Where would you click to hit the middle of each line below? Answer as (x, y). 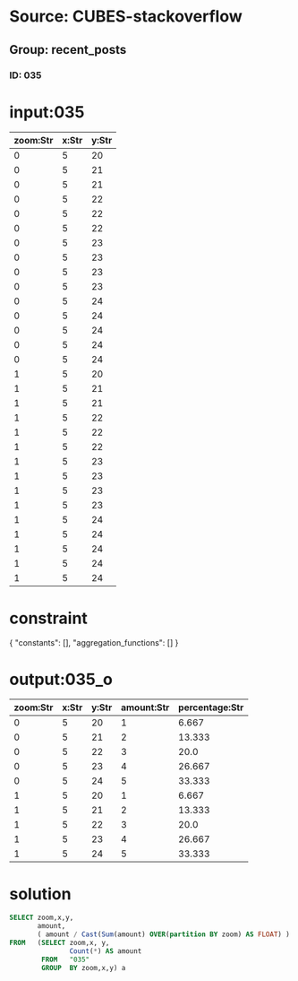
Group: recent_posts (68, 50)
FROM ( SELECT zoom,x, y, (60, 942)
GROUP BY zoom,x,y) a (84, 968)
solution (40, 894)
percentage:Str (211, 708)
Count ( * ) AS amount (106, 951)
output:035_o (61, 679)
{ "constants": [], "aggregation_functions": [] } (94, 643)
